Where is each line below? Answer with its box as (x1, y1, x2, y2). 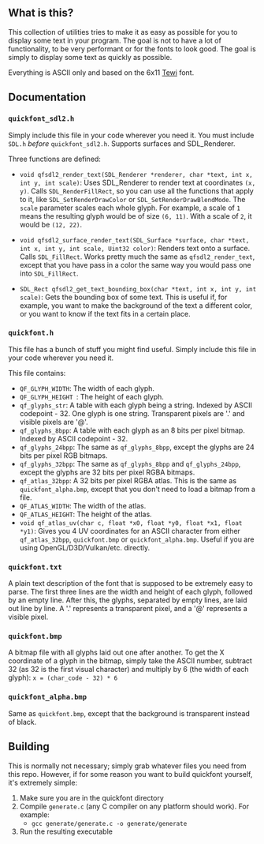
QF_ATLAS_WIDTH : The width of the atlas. (19, 501, 147, 510)
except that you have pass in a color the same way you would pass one (19, 260, 251, 269)
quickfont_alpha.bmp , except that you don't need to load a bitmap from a (19, 484, 256, 493)
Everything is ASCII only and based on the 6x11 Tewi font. (8, 67, 195, 77)
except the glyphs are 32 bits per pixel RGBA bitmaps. (19, 467, 195, 477)
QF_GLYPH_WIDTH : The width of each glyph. (19, 383, 155, 393)
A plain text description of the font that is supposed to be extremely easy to (8, 579, 254, 588)
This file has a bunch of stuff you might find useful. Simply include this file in (8, 344, 257, 354)
